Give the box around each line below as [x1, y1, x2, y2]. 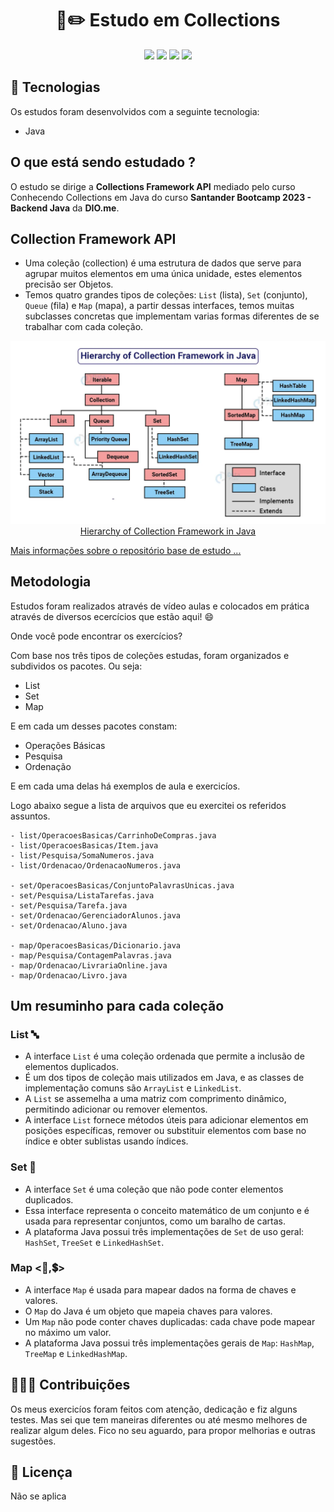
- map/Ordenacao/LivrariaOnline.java [10, 960, 168, 971]
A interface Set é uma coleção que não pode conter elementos [24, 1183, 284, 1195]
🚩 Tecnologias [10, 79, 101, 96]
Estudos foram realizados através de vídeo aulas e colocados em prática [10, 600, 310, 612]
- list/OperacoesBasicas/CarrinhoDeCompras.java [10, 830, 217, 841]
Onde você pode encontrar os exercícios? [10, 630, 183, 642]
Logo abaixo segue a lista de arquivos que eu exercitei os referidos [10, 799, 287, 811]
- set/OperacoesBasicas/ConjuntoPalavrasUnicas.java [10, 880, 235, 891]
